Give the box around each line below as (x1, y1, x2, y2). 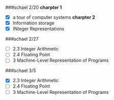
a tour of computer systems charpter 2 (12, 14, 96, 20)
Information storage (12, 20, 55, 26)
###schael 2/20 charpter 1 (5, 5, 62, 10)
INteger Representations (12, 26, 64, 32)
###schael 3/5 (5, 67, 36, 73)
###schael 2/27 (5, 36, 39, 42)
